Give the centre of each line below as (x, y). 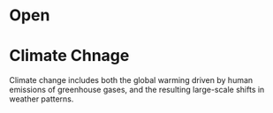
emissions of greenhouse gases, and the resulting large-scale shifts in (137, 90)
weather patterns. (42, 99)
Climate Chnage (69, 56)
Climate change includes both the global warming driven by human (131, 80)
